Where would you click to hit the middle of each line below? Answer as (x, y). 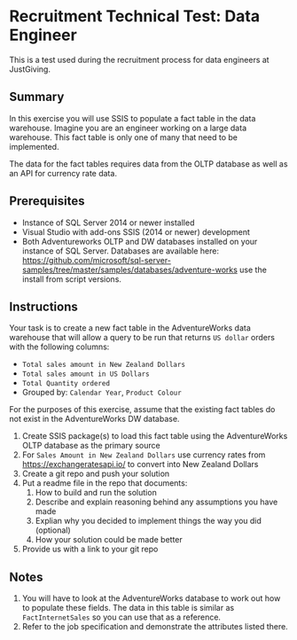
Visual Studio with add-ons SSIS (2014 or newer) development (136, 231)
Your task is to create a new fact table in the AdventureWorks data (130, 328)
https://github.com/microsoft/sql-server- (96, 260)
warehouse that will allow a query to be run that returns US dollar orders (142, 338)
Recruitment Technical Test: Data (134, 16)
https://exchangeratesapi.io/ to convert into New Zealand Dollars (140, 464)
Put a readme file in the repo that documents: (105, 483)
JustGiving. (30, 69)
